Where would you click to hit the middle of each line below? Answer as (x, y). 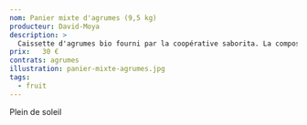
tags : (20, 78)
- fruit (32, 86)
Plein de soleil (36, 111)
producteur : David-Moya (55, 26)
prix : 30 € (34, 52)
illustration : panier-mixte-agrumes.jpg (88, 69)
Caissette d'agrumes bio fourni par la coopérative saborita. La (145, 43)
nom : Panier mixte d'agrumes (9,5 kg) (83, 18)
